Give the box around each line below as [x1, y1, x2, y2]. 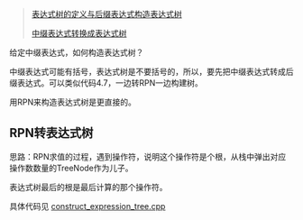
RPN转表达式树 [9, 125, 94, 141]
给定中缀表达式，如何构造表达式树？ [9, 47, 144, 58]
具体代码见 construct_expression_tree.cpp [9, 200, 166, 211]
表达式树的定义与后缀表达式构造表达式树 [31, 9, 182, 19]
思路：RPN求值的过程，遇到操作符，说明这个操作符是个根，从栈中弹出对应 [9, 151, 287, 161]
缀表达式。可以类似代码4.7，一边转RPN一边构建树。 [9, 78, 203, 88]
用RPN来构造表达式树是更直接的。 [9, 96, 137, 107]
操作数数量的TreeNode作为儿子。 [9, 162, 133, 173]
